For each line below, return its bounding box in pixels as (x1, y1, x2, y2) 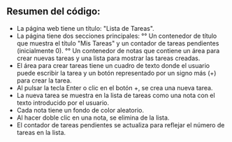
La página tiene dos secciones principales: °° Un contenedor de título (16, 31, 217, 40)
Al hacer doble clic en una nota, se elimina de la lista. (16, 113, 170, 122)
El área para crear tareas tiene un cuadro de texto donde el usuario (16, 61, 210, 69)
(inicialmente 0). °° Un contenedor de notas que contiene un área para (16, 46, 220, 55)
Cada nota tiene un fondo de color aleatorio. (16, 106, 145, 114)
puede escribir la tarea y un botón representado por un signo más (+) (16, 69, 217, 77)
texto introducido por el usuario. (16, 98, 110, 107)
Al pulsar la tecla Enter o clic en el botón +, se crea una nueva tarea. (16, 83, 213, 92)
